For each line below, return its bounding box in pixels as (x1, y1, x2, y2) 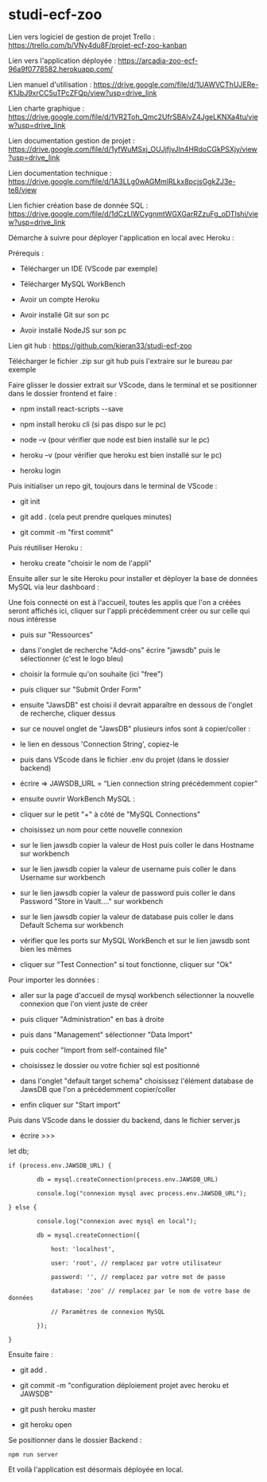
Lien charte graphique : (8, 103, 85, 113)
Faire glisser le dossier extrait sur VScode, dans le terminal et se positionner (8, 380, 257, 389)
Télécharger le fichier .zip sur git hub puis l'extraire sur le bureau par (8, 356, 233, 365)
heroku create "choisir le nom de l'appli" (19, 558, 153, 567)
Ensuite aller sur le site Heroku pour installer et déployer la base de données (8, 573, 258, 583)
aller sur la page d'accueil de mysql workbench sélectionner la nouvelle (19, 990, 255, 1000)
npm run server (8, 1450, 59, 1458)
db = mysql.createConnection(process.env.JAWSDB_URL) (37, 1176, 219, 1184)
